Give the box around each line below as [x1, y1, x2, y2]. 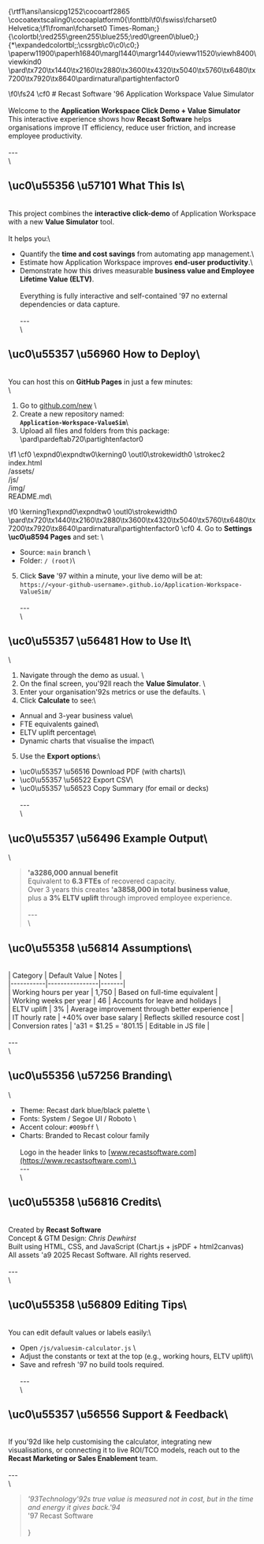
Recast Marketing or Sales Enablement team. [8, 1454, 158, 1463]
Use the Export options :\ [19, 751, 101, 761]
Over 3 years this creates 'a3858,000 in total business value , [27, 885, 230, 894]
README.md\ [8, 491, 53, 501]
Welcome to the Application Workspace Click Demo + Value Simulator [8, 106, 241, 115]
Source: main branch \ [19, 547, 91, 556]
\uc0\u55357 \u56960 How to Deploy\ [8, 348, 201, 361]
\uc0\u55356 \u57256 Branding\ [8, 1069, 173, 1083]
